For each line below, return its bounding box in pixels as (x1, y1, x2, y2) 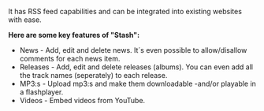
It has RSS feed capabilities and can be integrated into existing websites (8, 7, 243, 16)
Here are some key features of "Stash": (8, 31, 140, 39)
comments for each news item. (19, 54, 121, 63)
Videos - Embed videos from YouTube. (19, 96, 146, 105)
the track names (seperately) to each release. (19, 71, 168, 80)
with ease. (8, 15, 42, 24)
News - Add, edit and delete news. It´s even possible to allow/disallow (19, 46, 247, 54)
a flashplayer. (19, 87, 64, 97)
